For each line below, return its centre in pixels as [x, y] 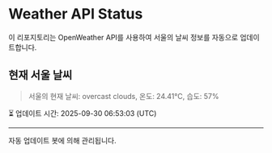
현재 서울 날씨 [40, 75]
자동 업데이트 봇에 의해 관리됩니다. [62, 140]
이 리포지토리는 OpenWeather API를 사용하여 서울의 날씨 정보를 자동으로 [123, 37]
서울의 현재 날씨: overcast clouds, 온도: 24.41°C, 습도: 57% [124, 96]
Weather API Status [76, 14]
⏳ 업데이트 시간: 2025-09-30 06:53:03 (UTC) [83, 113]
